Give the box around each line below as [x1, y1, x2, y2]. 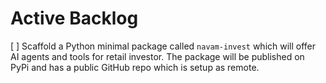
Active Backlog [10, 7, 139, 30]
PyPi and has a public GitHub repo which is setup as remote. [10, 61, 260, 73]
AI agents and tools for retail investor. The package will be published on [10, 50, 305, 62]
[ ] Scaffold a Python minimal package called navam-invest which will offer [10, 40, 317, 52]
